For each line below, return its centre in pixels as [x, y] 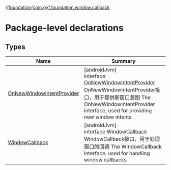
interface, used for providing [118, 111]
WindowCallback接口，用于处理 [122, 139]
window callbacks [105, 160]
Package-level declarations [64, 28]
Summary [123, 61]
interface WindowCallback [116, 131]
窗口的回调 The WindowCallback [123, 147]
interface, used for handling [117, 153]
